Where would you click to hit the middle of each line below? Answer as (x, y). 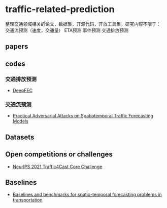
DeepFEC (23, 91)
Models (21, 121)
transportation (27, 200)
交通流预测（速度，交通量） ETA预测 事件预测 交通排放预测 (67, 30)
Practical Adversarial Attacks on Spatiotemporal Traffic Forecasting (83, 116)
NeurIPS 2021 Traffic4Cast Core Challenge (57, 167)
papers (17, 47)
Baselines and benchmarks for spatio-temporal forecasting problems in (87, 195)
